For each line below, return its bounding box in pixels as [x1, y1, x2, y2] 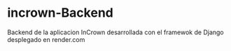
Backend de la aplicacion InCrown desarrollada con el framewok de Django [7, 28, 224, 36]
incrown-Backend [7, 5, 113, 21]
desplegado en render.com [7, 35, 85, 43]
